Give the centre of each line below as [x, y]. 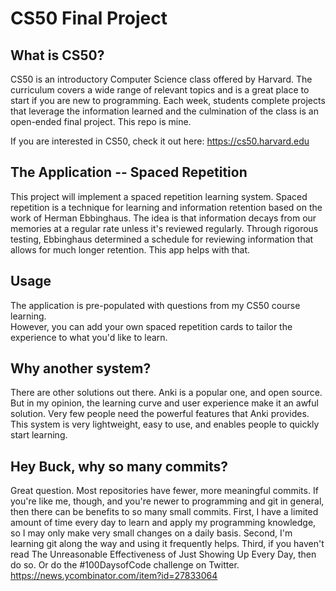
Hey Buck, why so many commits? [119, 466]
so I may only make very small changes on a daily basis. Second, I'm [151, 533]
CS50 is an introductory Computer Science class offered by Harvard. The [161, 79]
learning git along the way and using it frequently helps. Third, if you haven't [167, 544]
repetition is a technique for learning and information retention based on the [166, 207]
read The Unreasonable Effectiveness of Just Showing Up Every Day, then [163, 554]
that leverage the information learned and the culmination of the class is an [164, 111]
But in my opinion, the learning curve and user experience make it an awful [164, 403]
